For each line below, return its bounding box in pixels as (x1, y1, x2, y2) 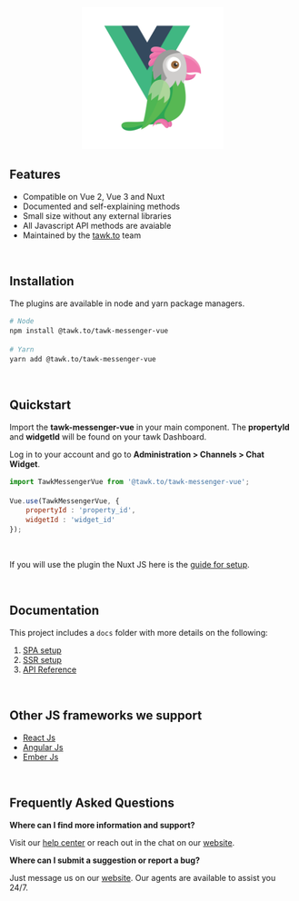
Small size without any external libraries (22, 210, 172, 221)
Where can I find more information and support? (9, 819, 195, 830)
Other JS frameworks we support (9, 708, 203, 724)
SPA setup (22, 644, 62, 656)
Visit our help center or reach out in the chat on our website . (9, 837, 235, 847)
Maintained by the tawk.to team (22, 230, 142, 241)
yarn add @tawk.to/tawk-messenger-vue (9, 355, 156, 364)
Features (9, 167, 61, 183)
